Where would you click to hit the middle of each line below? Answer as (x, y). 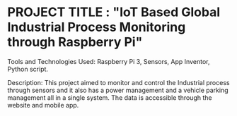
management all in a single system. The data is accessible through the (110, 97)
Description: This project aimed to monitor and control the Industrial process (118, 82)
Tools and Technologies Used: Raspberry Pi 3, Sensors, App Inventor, (109, 61)
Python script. (28, 69)
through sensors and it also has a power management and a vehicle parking (118, 90)
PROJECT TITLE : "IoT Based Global (114, 12)
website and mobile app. (43, 105)
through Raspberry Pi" (75, 42)
